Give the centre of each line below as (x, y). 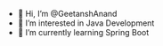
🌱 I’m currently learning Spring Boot (83, 32)
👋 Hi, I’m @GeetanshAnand (67, 14)
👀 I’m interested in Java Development (86, 23)
